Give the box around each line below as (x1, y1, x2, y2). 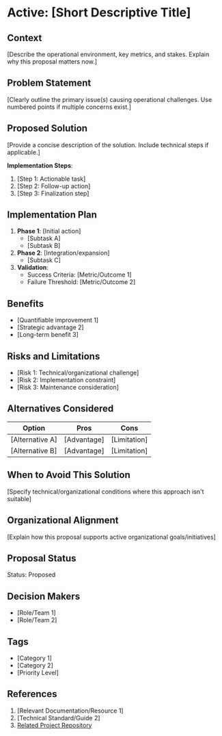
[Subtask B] (27, 242, 61, 250)
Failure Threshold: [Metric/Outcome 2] (27, 278, 136, 286)
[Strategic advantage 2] (16, 323, 84, 331)
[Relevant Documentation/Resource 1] (16, 707, 124, 715)
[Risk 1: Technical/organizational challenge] (16, 368, 139, 377)
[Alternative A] (10, 435, 58, 444)
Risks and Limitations (7, 351, 100, 362)
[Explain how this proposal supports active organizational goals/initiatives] (7, 533, 217, 541)
